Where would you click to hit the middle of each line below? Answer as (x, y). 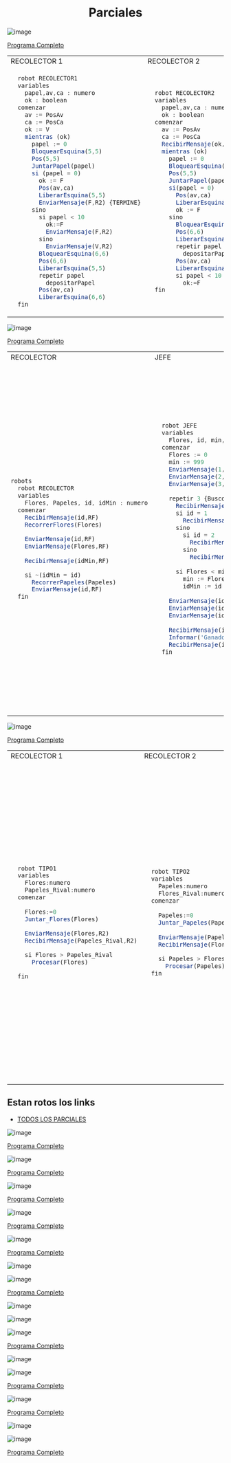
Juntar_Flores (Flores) (62, 920)
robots (21, 481)
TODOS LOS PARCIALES (52, 1119)
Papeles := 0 (176, 915)
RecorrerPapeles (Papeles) (74, 582)
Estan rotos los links (51, 1102)
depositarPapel (70, 283)
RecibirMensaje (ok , (193, 144)
